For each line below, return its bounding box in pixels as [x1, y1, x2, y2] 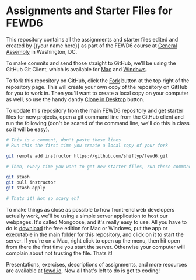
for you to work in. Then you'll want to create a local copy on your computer [6, 89, 189, 96]
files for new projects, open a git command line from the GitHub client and [6, 113, 184, 120]
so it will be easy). [6, 126, 50, 133]
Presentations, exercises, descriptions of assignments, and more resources [6, 261, 187, 268]
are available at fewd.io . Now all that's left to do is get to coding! [6, 267, 160, 274]
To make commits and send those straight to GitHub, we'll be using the [6, 60, 176, 67]
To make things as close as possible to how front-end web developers [6, 206, 175, 213]
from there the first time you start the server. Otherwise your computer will [6, 243, 185, 250]
